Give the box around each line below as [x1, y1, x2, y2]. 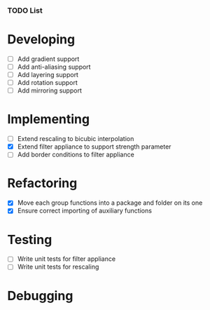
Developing [7, 32, 76, 48]
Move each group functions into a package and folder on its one [17, 198, 203, 207]
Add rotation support [17, 79, 78, 87]
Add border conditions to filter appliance [17, 150, 134, 159]
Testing [7, 231, 52, 248]
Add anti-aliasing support [17, 62, 91, 71]
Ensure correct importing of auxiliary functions [17, 206, 153, 215]
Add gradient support [17, 55, 80, 63]
